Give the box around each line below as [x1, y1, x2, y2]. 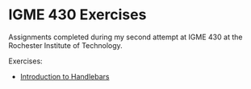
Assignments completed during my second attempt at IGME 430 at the [8, 32, 243, 42]
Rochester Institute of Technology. [8, 40, 123, 50]
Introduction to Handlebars [19, 71, 110, 81]
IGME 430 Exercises [8, 6, 147, 24]
